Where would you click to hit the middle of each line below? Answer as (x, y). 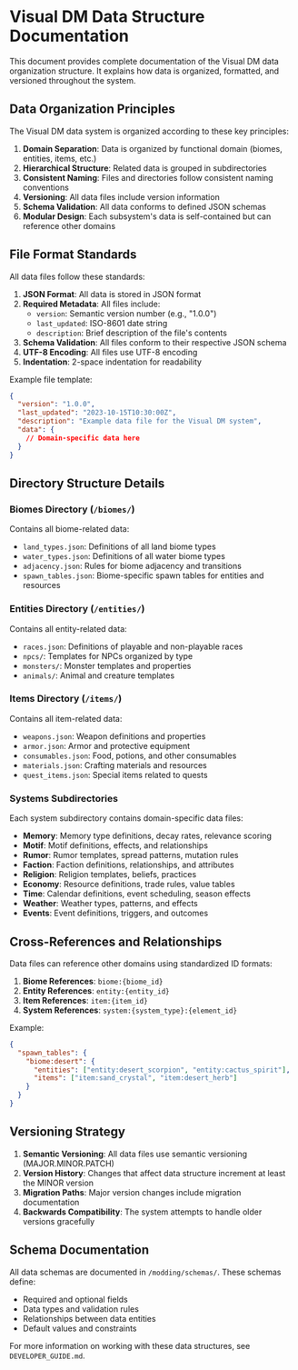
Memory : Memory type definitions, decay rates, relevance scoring (147, 836)
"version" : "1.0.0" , (56, 405)
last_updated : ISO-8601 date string (102, 323)
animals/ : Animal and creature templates (99, 675)
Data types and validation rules (80, 1309)
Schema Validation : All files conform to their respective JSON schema (154, 342)
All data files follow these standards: (77, 276)
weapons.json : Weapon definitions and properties (114, 736)
